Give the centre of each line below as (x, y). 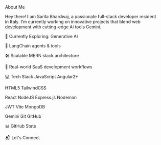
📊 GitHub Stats (21, 126)
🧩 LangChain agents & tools (33, 46)
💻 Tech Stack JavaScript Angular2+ (42, 77)
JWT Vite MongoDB (25, 107)
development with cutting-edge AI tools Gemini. (53, 27)
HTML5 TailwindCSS (26, 88)
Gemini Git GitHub (23, 116)
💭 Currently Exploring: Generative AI (42, 36)
